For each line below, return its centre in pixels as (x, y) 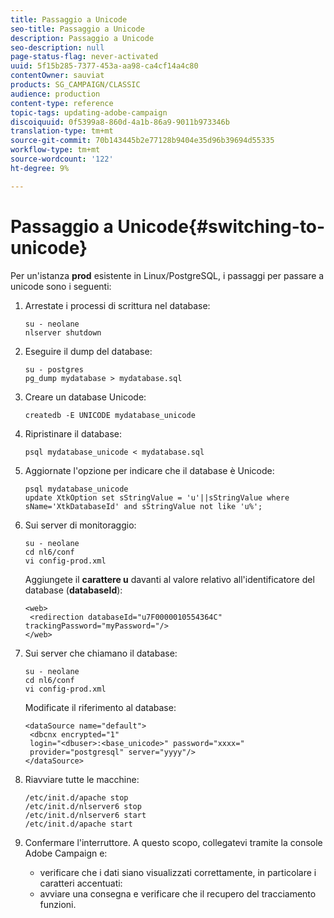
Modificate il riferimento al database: (100, 707)
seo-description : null (57, 47)
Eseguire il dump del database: (88, 351)
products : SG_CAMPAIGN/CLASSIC (75, 85)
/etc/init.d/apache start (78, 824)
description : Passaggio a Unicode (82, 38)
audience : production (55, 94)
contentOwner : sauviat (57, 76)
